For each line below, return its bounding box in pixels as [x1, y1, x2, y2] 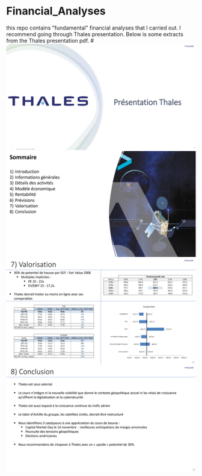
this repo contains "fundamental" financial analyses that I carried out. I [6, 24, 182, 31]
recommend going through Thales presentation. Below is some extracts [6, 30, 183, 37]
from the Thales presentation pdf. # [6, 37, 94, 44]
